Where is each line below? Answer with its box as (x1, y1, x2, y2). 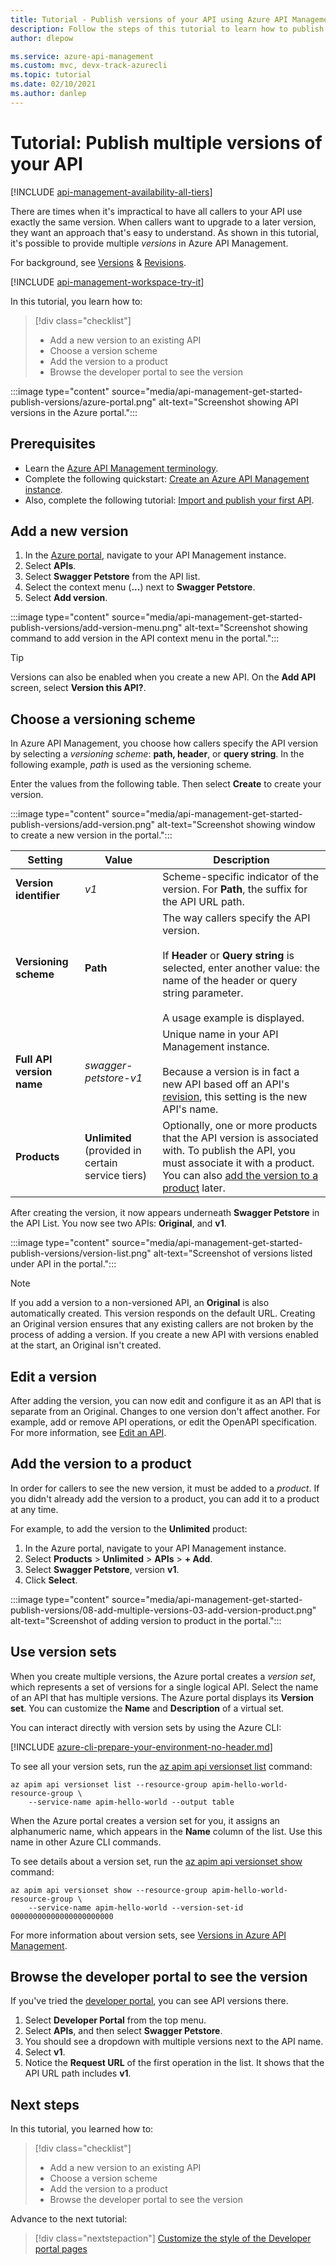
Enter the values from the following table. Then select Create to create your (10, 778, 322, 790)
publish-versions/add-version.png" (10, 819, 156, 831)
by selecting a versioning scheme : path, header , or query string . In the (10, 748, 305, 760)
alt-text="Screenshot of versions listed (153, 1247, 313, 1260)
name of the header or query (162, 974, 298, 988)
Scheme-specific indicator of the (162, 870, 319, 884)
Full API (15, 1052, 53, 1066)
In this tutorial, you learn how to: (10, 295, 143, 307)
